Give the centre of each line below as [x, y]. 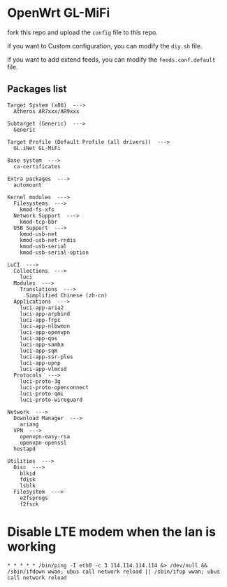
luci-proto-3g [40, 381]
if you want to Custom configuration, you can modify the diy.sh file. [105, 46]
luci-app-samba [42, 344]
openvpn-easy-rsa [45, 436]
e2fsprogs [34, 498]
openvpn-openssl [44, 443]
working [32, 547]
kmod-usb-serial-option [54, 252]
